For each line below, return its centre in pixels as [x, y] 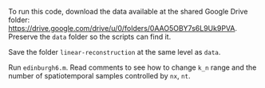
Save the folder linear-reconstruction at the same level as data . [115, 52]
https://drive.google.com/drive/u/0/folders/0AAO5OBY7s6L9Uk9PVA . [123, 28]
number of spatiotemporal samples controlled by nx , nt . [99, 76]
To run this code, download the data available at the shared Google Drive [128, 11]
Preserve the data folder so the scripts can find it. [90, 36]
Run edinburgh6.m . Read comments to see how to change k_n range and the [132, 67]
